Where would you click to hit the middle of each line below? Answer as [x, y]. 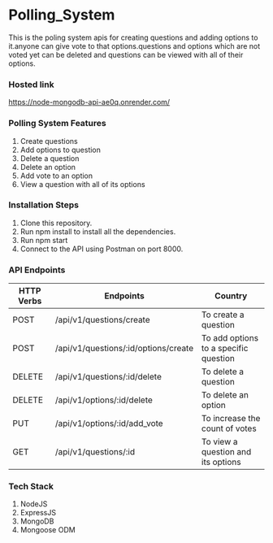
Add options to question [61, 150]
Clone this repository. [56, 223]
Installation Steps [44, 205]
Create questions [49, 141]
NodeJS [34, 504]
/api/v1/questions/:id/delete [109, 377]
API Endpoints [37, 270]
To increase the [231, 419]
